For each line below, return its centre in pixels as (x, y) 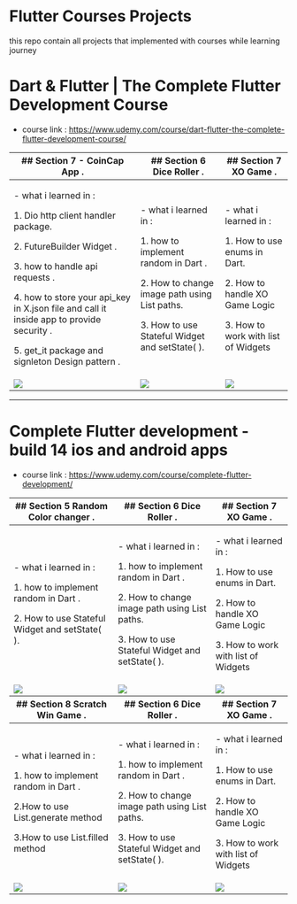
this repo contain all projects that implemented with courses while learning (145, 41)
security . (33, 330)
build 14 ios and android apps (118, 450)
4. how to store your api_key (72, 297)
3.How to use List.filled (61, 837)
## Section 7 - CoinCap (73, 160)
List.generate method (58, 817)
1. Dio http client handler (65, 215)
